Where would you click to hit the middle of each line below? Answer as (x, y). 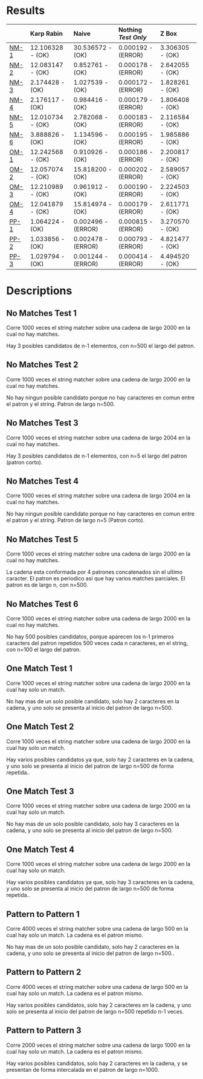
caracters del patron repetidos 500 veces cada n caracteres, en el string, (97, 643)
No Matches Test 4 (43, 481)
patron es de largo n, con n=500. (47, 585)
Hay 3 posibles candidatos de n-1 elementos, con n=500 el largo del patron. (101, 346)
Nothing (130, 30)
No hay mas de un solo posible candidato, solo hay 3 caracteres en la (93, 824)
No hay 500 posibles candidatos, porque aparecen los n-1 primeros (90, 637)
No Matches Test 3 (42, 423)
